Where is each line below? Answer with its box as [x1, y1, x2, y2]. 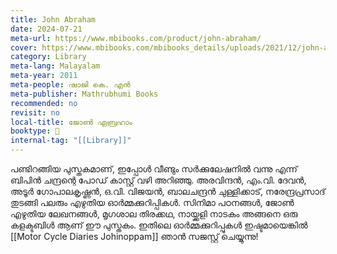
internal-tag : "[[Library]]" [10, 136, 132, 146]
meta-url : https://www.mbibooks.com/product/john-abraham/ [10, 33, 262, 43]
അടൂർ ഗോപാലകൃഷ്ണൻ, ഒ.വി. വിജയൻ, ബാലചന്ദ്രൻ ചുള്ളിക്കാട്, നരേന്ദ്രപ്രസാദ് [10, 186, 326, 197]
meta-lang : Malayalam [10, 61, 101, 71]
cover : [10, 42, 38, 53]
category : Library [10, 52, 87, 62]
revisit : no [10, 107, 60, 118]
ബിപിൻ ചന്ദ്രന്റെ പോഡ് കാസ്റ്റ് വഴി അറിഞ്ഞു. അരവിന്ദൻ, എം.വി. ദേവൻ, [10, 174, 307, 186]
